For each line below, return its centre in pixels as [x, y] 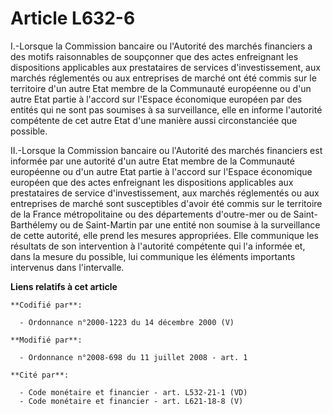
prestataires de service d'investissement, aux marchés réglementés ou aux [165, 193]
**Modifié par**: [46, 340]
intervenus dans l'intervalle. [67, 267]
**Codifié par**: [46, 305]
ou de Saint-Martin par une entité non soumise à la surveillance [190, 224]
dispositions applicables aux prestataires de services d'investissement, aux [165, 67]
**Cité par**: [40, 375]
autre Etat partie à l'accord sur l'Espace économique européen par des [156, 99]
